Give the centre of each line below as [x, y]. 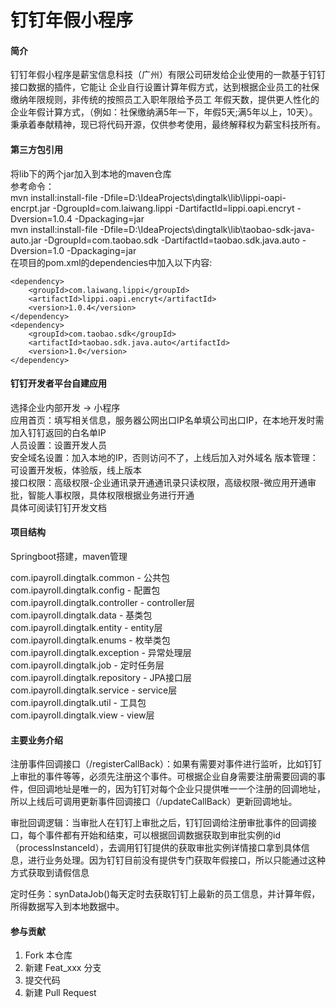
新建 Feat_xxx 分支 [63, 968]
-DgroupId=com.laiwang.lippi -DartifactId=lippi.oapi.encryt [173, 208]
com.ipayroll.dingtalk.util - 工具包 [78, 702]
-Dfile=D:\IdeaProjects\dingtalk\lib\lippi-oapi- [193, 197]
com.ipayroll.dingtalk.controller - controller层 [103, 602]
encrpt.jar [30, 208]
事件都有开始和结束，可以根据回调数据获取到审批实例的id [162, 835]
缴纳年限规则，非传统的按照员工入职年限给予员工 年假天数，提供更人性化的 [165, 100]
